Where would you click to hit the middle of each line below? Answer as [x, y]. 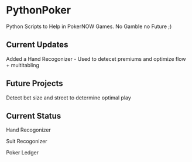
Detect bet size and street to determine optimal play [69, 98]
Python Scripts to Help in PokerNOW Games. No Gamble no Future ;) [89, 26]
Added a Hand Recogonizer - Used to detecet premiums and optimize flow [96, 58]
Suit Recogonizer [27, 142]
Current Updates [37, 45]
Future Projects [35, 83]
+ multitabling [23, 65]
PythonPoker [39, 10]
